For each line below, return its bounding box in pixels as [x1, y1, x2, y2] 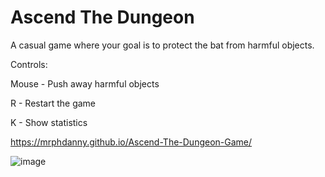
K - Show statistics [10, 116, 88, 128]
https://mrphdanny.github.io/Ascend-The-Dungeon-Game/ [10, 136, 253, 148]
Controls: [10, 58, 48, 70]
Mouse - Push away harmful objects [10, 77, 160, 90]
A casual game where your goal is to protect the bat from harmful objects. [10, 39, 315, 51]
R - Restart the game [10, 97, 97, 109]
